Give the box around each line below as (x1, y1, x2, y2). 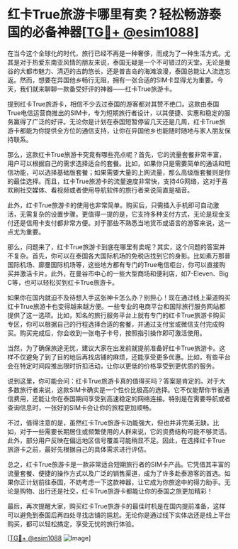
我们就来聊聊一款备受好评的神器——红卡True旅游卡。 (19, 85, 176, 93)
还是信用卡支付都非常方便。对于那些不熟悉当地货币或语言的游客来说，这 (13, 218, 225, 227)
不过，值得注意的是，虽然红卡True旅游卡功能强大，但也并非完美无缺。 (7, 418, 213, 427)
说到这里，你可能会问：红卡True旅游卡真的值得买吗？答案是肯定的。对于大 (7, 376, 225, 385)
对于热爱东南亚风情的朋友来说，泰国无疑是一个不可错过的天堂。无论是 (19, 58, 225, 66)
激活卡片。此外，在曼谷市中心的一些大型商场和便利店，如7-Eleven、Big (19, 269, 229, 278)
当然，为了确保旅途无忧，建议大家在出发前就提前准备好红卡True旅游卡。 (7, 344, 220, 352)
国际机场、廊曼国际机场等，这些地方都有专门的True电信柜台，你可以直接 (7, 260, 220, 268)
